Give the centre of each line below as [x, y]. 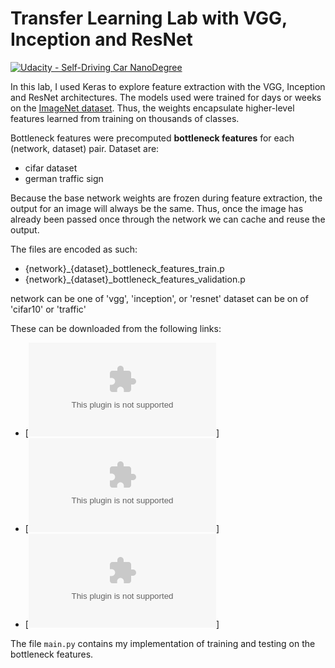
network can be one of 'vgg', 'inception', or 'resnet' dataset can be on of [159, 298]
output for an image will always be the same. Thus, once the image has [157, 208]
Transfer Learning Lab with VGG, [149, 18]
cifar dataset [51, 168]
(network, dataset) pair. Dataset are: [85, 148]
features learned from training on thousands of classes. [125, 118]
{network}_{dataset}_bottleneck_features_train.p [124, 268]
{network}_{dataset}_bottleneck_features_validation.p [135, 279]
